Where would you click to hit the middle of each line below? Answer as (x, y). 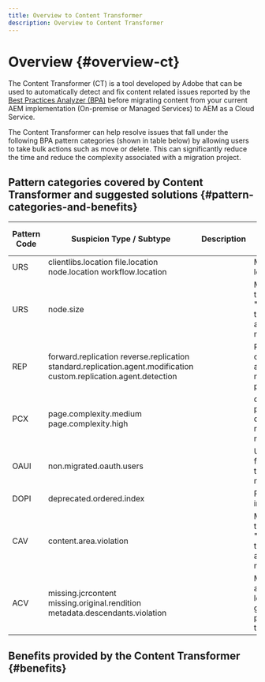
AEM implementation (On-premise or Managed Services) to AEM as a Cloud (131, 109)
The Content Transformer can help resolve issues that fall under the (118, 132)
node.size (66, 310)
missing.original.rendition (95, 603)
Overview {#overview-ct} (94, 62)
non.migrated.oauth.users (95, 466)
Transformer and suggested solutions (103, 194)
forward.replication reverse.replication (119, 357)
